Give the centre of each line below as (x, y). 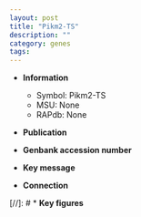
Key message (49, 168)
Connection (45, 186)
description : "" (40, 35)
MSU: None (58, 105)
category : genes (40, 43)
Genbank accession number (77, 150)
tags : (20, 52)
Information (45, 77)
